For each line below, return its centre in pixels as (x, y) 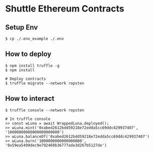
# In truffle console (28, 119)
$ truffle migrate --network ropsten (45, 83)
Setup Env (22, 27)
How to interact (30, 99)
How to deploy (28, 54)
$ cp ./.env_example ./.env (35, 39)
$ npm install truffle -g (32, 66)
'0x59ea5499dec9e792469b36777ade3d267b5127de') (56, 145)
